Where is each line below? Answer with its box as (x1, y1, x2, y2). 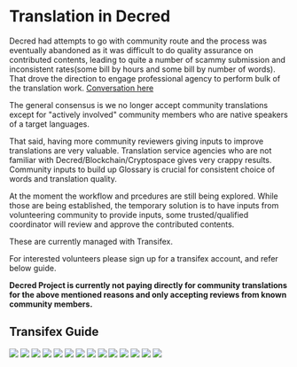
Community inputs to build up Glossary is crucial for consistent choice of (9, 164, 276, 175)
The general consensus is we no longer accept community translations (9, 99, 269, 110)
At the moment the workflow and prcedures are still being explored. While (9, 191, 278, 201)
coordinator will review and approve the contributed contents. (9, 219, 235, 230)
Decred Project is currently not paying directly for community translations (9, 279, 288, 290)
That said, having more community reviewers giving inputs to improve (9, 136, 264, 146)
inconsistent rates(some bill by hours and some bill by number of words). (9, 64, 277, 74)
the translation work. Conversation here (9, 82, 154, 93)
